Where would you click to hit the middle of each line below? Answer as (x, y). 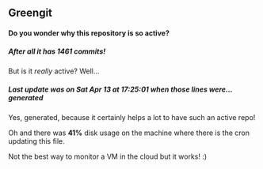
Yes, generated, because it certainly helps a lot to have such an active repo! (132, 117)
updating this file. (36, 141)
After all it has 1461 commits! (57, 51)
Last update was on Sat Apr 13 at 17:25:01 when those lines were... (120, 89)
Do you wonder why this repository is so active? (89, 33)
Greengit (30, 13)
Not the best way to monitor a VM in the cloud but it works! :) (108, 156)
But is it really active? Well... (54, 71)
